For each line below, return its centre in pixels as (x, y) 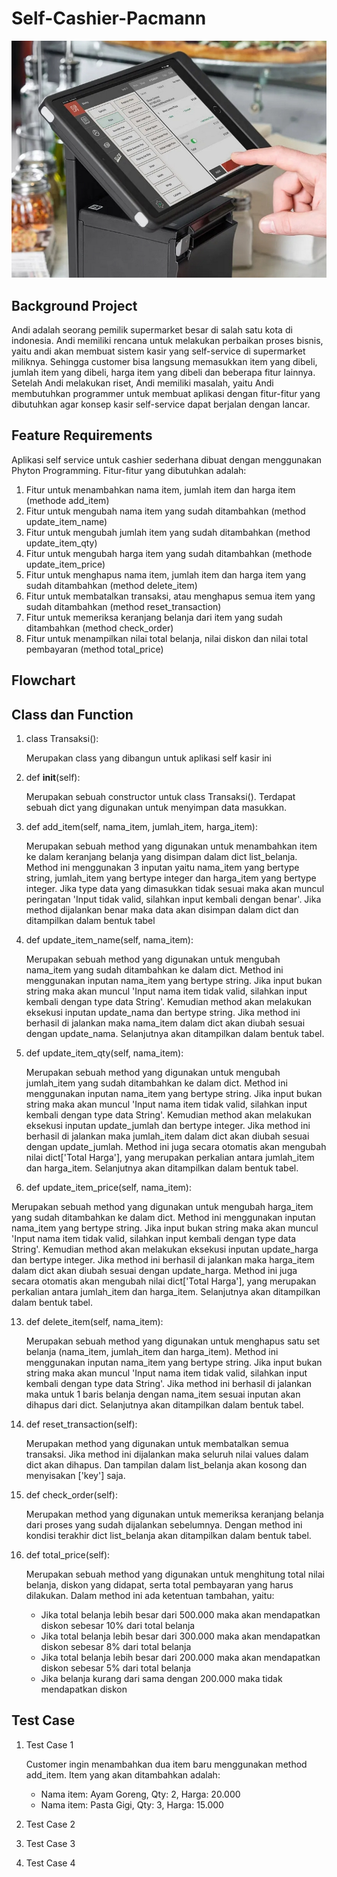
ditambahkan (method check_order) (99, 628)
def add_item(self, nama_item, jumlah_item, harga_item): (141, 827)
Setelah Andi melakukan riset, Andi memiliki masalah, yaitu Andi (142, 383)
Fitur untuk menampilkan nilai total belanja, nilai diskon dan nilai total (167, 638)
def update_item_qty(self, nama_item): (104, 1053)
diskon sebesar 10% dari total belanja (118, 1626)
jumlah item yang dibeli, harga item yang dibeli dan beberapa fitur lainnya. (163, 372)
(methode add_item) (67, 500)
